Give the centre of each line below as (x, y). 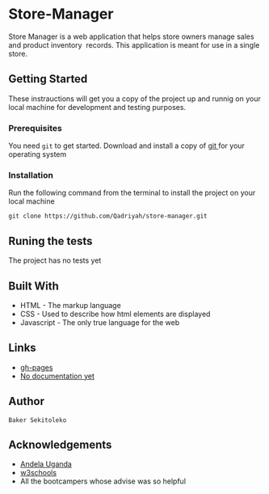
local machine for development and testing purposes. (97, 107)
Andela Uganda (46, 464)
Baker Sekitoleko (38, 420)
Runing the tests (50, 241)
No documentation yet (57, 376)
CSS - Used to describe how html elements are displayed (115, 314)
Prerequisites (35, 128)
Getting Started (48, 79)
